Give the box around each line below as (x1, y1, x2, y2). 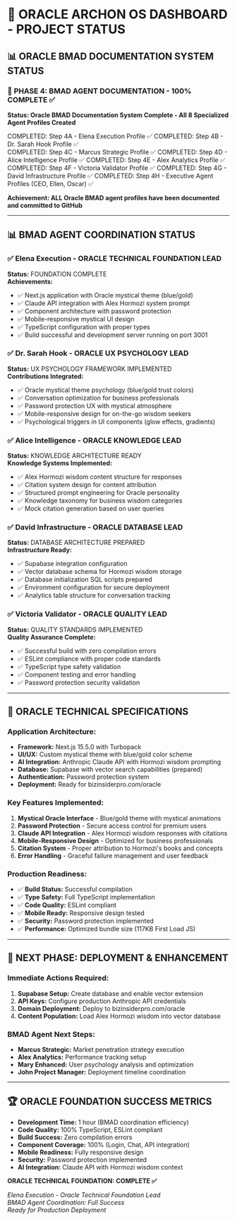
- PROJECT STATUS (7, 21, 126, 37)
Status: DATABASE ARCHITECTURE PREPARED (7, 539, 145, 547)
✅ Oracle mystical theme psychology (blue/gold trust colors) (17, 386, 194, 394)
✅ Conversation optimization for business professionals (17, 393, 180, 402)
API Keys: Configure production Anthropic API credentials (17, 997, 187, 1005)
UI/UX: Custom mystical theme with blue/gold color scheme (17, 750, 193, 759)
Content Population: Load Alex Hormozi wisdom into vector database (17, 1012, 221, 1020)
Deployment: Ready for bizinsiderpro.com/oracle (17, 780, 162, 789)
